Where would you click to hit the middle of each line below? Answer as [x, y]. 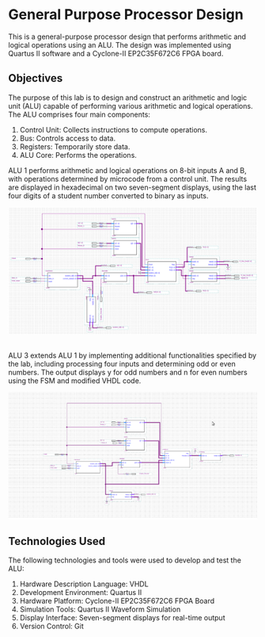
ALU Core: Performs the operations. [78, 155]
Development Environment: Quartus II [81, 593]
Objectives [36, 78]
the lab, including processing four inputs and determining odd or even [122, 364]
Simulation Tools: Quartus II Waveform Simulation [100, 609]
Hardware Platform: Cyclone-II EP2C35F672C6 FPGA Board [117, 601]
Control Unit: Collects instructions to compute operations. [114, 129]
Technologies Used [57, 541]
